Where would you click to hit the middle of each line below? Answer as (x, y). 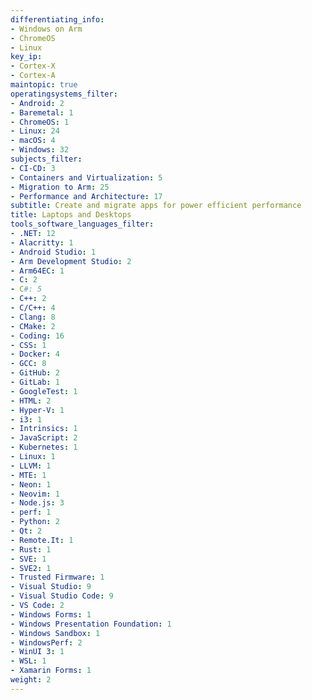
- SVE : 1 (28, 559)
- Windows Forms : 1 (51, 614)
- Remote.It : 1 (42, 540)
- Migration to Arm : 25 (60, 187)
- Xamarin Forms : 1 (51, 671)
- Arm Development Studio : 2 (71, 261)
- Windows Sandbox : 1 (55, 633)
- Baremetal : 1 (42, 112)
